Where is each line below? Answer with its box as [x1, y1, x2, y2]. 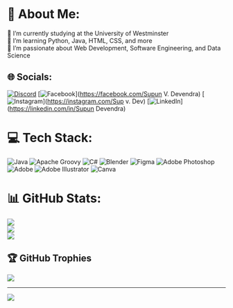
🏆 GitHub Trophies [7, 253, 92, 264]
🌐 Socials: [7, 71, 53, 83]
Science [7, 51, 31, 60]
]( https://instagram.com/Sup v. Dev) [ [42, 97, 150, 105]
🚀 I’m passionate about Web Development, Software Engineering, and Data [7, 44, 221, 52]
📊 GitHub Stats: [7, 190, 102, 206]
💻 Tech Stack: [7, 129, 93, 145]
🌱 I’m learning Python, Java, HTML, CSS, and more [7, 36, 153, 44]
